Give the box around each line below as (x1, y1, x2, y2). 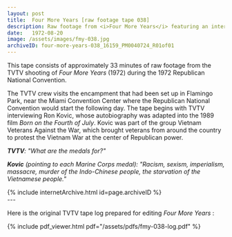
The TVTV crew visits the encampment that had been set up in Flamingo (7, 89, 213, 97)
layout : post (7, 10, 45, 17)
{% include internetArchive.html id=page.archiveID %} (7, 188, 162, 196)
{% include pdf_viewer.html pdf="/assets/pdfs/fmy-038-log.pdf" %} (7, 222, 202, 230)
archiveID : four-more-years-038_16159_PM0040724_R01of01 (7, 42, 175, 49)
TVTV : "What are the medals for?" (7, 146, 106, 155)
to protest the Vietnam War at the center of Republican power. (7, 133, 184, 142)
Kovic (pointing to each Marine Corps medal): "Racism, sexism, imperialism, (7, 160, 225, 168)
